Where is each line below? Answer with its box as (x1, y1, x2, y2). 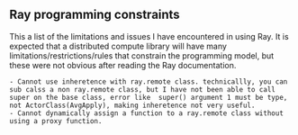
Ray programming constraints (9, 7, 180, 22)
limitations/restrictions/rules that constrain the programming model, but (9, 49, 275, 61)
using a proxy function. (9, 116, 103, 125)
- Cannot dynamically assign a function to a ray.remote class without (9, 108, 284, 118)
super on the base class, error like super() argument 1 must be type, (9, 93, 288, 102)
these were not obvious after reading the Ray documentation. (9, 59, 237, 70)
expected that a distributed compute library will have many (9, 40, 228, 51)
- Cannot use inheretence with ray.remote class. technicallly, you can (9, 76, 288, 86)
